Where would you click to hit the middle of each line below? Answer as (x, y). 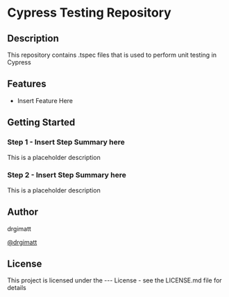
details (17, 288)
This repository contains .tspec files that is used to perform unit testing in (112, 55)
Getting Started (41, 123)
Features (27, 84)
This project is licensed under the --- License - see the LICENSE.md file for (114, 280)
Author (23, 212)
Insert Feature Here (45, 100)
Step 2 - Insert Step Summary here (67, 175)
